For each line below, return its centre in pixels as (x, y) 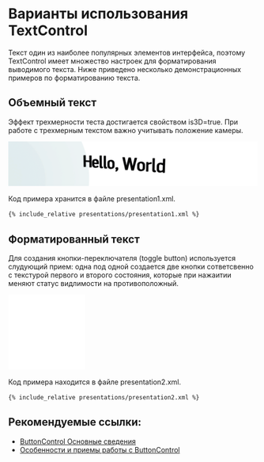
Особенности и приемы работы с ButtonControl (100, 449)
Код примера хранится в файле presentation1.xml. (92, 199)
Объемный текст (53, 103)
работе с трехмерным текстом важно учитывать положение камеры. (126, 130)
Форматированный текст (74, 239)
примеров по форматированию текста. (74, 78)
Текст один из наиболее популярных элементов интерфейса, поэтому (127, 52)
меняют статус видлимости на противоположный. (94, 283)
